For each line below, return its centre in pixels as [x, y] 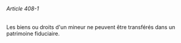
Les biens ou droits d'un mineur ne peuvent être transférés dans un [91, 27]
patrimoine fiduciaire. [33, 34]
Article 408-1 [23, 8]
